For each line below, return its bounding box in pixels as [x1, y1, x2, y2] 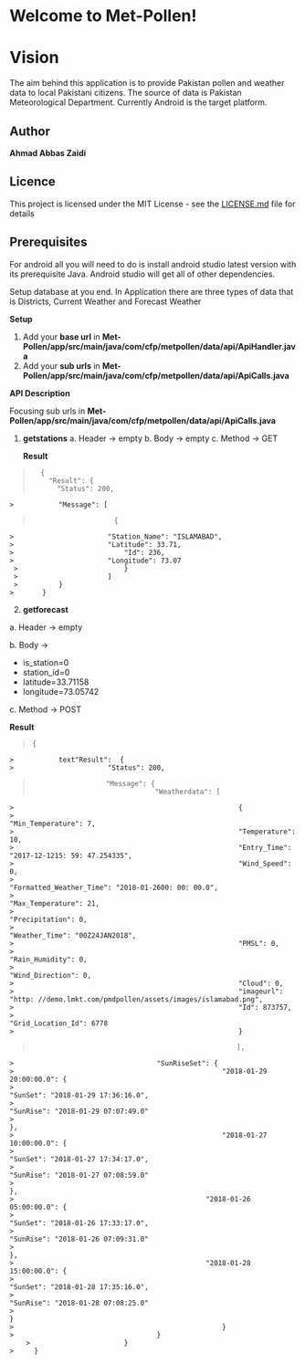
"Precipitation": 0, [9, 915, 89, 924]
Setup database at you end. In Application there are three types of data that [9, 286, 294, 297]
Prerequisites [9, 235, 88, 250]
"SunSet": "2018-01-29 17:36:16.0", [9, 1090, 149, 1100]
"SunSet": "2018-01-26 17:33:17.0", [9, 1218, 149, 1228]
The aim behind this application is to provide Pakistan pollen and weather [9, 78, 285, 89]
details [9, 207, 35, 219]
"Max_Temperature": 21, [9, 898, 100, 908]
